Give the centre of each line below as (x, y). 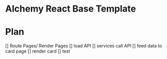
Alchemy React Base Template (71, 9)
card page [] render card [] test (38, 51)
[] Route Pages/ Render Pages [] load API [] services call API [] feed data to (84, 46)
